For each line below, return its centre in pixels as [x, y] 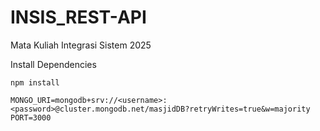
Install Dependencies [53, 64]
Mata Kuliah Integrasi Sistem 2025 [81, 45]
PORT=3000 [31, 117]
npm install [35, 82]
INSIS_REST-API [78, 17]
